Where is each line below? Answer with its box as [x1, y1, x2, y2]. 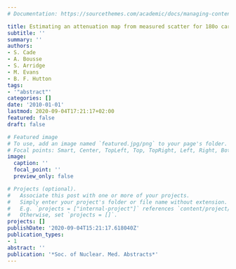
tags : [7, 81, 23, 88]
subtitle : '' [7, 29, 46, 37]
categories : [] [7, 95, 52, 102]
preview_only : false [13, 173, 74, 180]
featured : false [7, 114, 55, 122]
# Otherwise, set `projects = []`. [7, 211, 118, 218]
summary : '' [7, 36, 42, 43]
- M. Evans [7, 68, 39, 76]
